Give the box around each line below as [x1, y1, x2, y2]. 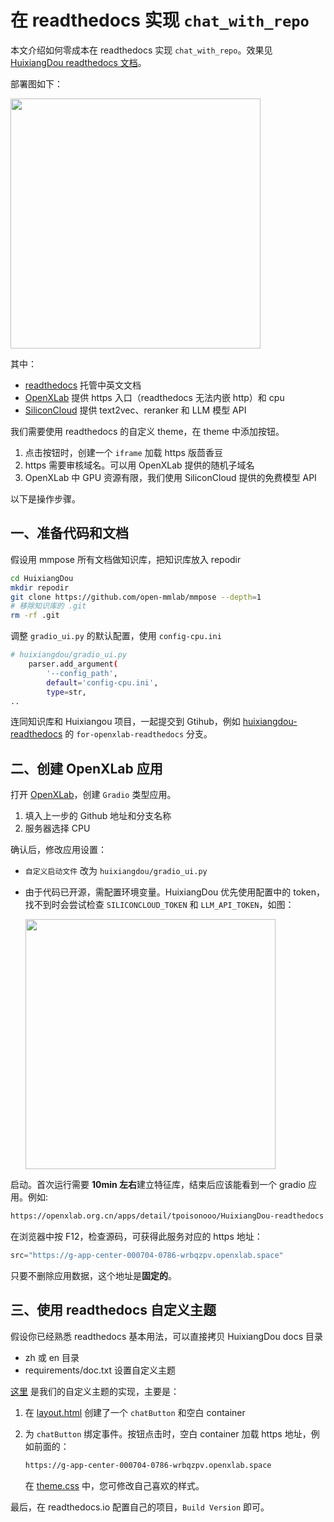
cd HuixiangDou [10, 573, 74, 583]
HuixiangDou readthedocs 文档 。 [10, 56, 147, 68]
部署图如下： [10, 77, 63, 90]
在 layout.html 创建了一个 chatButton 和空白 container [24, 1406, 246, 1418]
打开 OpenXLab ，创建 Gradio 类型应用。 [10, 789, 177, 801]
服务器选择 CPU [24, 822, 91, 835]
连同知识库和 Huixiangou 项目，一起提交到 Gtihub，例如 [10, 716, 241, 728]
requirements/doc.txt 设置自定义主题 [24, 1364, 177, 1376]
